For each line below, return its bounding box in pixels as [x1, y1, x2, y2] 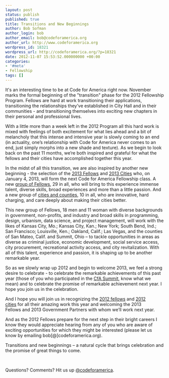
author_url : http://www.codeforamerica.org [5, 40, 98, 45]
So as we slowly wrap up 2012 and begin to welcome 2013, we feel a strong [5, 265, 162, 271]
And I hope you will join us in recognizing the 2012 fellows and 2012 [5, 295, 146, 302]
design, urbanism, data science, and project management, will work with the [5, 217, 164, 223]
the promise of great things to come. [5, 347, 81, 353]
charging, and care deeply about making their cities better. [5, 197, 127, 203]
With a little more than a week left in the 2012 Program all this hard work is [5, 123, 159, 129]
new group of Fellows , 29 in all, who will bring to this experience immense [5, 181, 159, 187]
